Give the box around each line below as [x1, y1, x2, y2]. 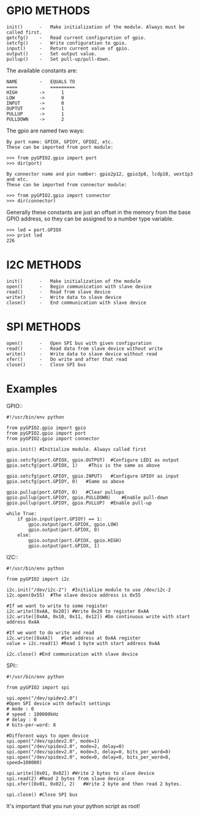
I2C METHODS [6, 258, 81, 272]
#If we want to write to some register [6, 603, 108, 609]
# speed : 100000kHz [6, 711, 59, 717]
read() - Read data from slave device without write [6, 346, 163, 352]
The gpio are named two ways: [6, 127, 84, 134]
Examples [6, 382, 58, 396]
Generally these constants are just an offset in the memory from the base [6, 208, 191, 216]
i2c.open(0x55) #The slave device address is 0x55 [6, 592, 141, 598]
